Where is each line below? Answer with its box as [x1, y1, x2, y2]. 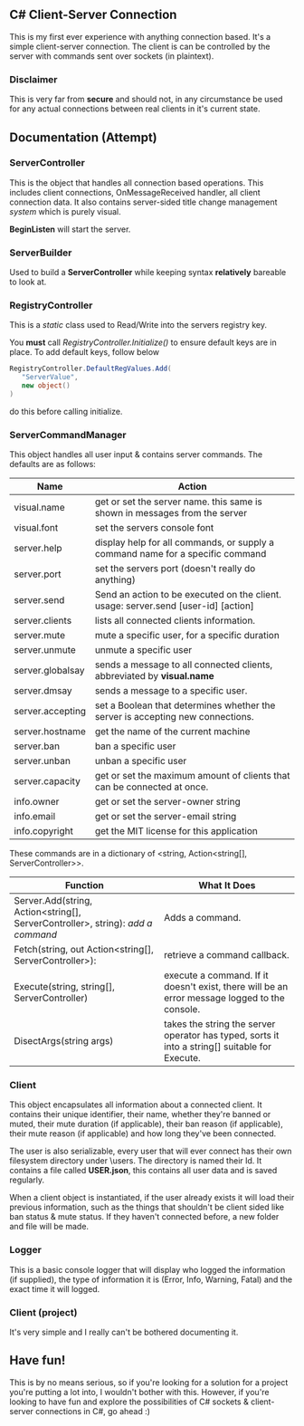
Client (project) [9, 1306, 78, 1318]
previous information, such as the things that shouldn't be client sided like [9, 1201, 285, 1212]
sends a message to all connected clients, [94, 658, 273, 671]
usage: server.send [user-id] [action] [94, 599, 255, 612]
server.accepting [14, 705, 87, 718]
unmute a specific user [94, 644, 193, 656]
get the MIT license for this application [94, 825, 258, 837]
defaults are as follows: [9, 459, 97, 470]
